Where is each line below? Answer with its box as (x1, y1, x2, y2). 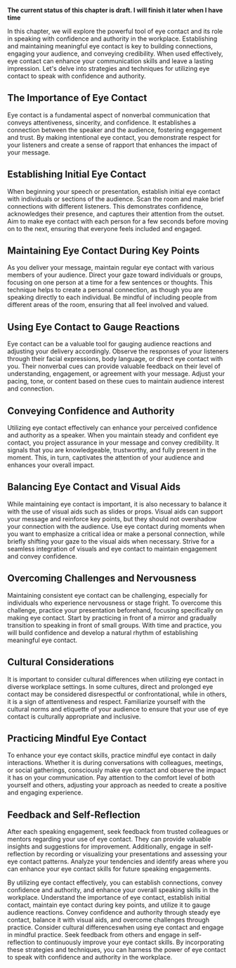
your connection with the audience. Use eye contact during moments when (7, 522, 225, 530)
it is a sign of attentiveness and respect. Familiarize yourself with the (7, 697, 206, 705)
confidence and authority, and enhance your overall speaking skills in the (7, 886, 219, 894)
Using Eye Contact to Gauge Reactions (7, 321, 181, 333)
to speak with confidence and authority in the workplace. (7, 953, 173, 962)
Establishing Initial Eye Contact (7, 169, 146, 181)
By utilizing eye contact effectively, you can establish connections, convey (7, 878, 223, 887)
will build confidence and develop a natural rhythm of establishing (7, 628, 198, 636)
